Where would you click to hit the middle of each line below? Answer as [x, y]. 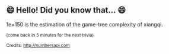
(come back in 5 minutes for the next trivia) [50, 35]
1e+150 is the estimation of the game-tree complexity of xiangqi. [84, 24]
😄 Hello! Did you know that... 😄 [66, 10]
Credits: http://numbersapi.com [38, 45]
